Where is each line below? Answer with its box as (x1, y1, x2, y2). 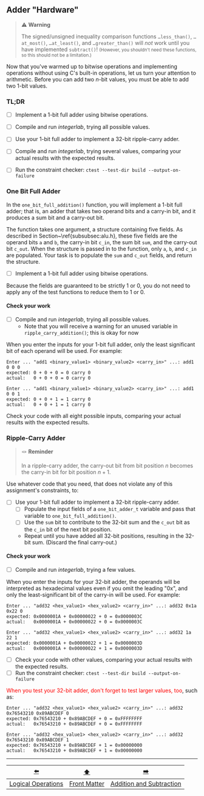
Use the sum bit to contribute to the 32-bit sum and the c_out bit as (24, 519, 190, 526)
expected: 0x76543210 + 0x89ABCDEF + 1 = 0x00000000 (6, 742, 143, 748)
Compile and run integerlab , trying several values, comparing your (15, 148, 182, 155)
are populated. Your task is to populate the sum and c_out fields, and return (6, 252, 192, 259)
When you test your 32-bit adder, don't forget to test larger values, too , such (6, 687, 198, 694)
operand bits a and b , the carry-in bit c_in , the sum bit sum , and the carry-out (6, 238, 197, 245)
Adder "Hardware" (6, 5, 79, 15)
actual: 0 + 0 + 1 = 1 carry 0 (6, 402, 91, 408)
